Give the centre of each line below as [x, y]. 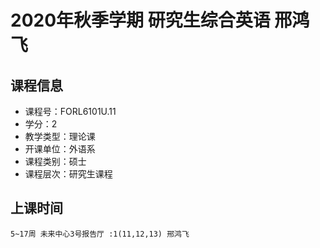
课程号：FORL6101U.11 [70, 111]
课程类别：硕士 [55, 161]
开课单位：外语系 [60, 149]
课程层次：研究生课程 [68, 174]
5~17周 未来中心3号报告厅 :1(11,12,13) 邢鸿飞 [100, 234]
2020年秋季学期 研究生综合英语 [140, 20]
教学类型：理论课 [60, 136]
